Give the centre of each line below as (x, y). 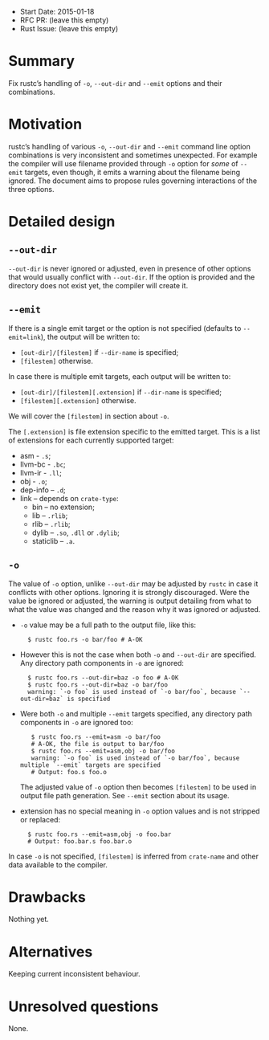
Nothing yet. (29, 920)
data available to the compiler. (58, 865)
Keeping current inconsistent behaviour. (74, 974)
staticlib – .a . (53, 540)
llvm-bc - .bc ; (43, 464)
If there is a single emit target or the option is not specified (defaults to (125, 328)
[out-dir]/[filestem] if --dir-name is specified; (99, 352)
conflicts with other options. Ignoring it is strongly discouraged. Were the (129, 592)
